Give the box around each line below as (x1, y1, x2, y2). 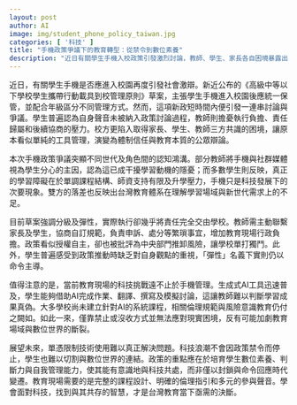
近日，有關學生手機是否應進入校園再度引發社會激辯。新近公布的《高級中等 (9, 80, 280, 89)
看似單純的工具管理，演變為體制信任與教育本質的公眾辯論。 (16, 134, 234, 145)
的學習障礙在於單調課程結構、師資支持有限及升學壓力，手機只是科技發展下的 (9, 176, 288, 186)
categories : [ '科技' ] (9, 37, 95, 47)
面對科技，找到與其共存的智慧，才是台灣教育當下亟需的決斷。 (16, 386, 241, 397)
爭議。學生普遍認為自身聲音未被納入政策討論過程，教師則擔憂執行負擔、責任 (9, 112, 288, 123)
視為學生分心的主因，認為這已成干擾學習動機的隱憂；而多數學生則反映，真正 (9, 164, 288, 175)
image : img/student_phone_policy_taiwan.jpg (9, 29, 176, 38)
